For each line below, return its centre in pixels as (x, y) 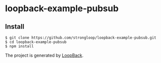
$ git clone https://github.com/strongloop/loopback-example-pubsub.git (81, 38)
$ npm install (20, 46)
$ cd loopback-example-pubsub (36, 42)
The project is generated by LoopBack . (44, 55)
